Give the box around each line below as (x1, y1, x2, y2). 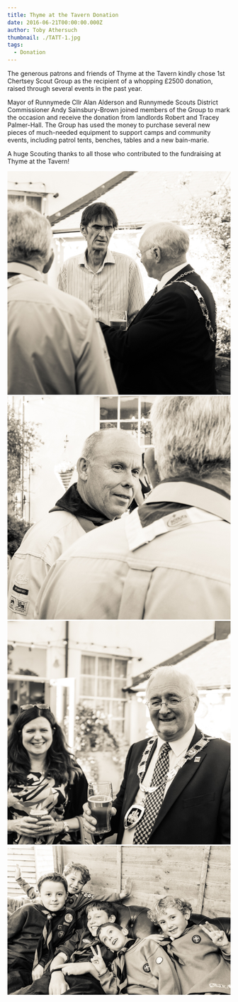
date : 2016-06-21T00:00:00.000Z (7, 18, 103, 26)
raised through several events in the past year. (7, 84, 143, 92)
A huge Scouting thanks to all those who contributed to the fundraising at (7, 150, 222, 158)
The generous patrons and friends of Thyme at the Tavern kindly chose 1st (7, 70, 225, 77)
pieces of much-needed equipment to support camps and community (7, 128, 211, 136)
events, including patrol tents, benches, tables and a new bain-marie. (7, 136, 209, 144)
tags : (7, 41, 23, 49)
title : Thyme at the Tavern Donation (7, 11, 119, 18)
